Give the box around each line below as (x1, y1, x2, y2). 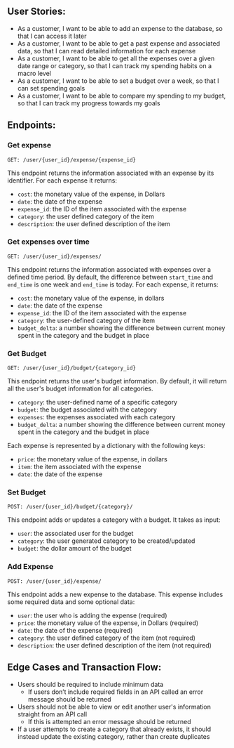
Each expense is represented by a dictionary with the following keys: (7, 442, 205, 450)
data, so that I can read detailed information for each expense (17, 46, 196, 55)
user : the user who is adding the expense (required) (17, 611, 167, 619)
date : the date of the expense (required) (17, 626, 133, 634)
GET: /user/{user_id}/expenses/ (7, 253, 102, 260)
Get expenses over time (7, 237, 90, 247)
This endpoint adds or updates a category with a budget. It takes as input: (7, 516, 221, 524)
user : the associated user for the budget (17, 530, 134, 538)
